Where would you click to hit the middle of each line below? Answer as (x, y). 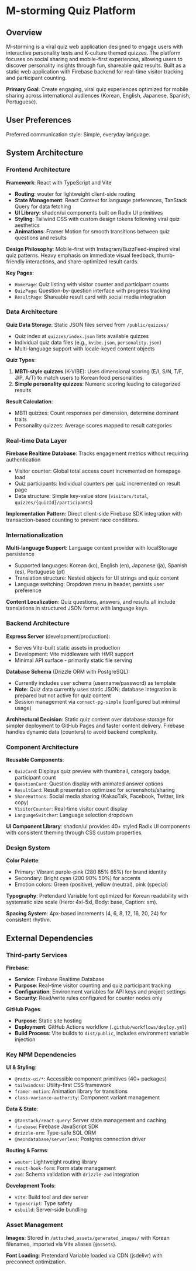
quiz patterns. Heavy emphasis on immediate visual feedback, (81, 255)
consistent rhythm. (29, 920)
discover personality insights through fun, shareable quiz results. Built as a (96, 65)
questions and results (41, 238)
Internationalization (35, 535)
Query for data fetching (43, 206)
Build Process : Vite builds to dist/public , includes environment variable (102, 1033)
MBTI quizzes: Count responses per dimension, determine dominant (97, 413)
